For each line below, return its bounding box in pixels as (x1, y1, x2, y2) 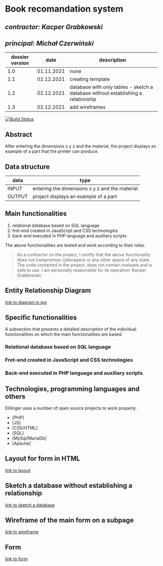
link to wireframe (5, 529, 39, 535)
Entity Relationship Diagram (5, 286, 91, 295)
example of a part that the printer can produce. (5, 148, 99, 154)
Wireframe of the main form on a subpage (5, 516, 134, 525)
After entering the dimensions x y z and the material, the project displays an (5, 143, 156, 149)
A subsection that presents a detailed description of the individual (5, 326, 137, 332)
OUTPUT (7, 193, 28, 200)
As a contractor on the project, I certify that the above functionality (16, 251, 151, 257)
